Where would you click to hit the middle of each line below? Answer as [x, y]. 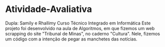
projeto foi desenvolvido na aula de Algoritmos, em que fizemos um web [80, 28]
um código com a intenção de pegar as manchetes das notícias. [71, 39]
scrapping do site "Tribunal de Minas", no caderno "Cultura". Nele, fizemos [83, 33]
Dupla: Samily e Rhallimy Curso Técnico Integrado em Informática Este [78, 23]
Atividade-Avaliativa [49, 9]
